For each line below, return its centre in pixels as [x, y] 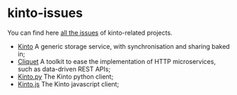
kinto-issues [45, 13]
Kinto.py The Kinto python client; [65, 77]
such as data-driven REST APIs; [64, 69]
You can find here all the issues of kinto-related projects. [90, 33]
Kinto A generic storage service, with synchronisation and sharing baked [123, 46]
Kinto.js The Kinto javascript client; [68, 84]
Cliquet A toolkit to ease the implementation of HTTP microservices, [116, 61]
